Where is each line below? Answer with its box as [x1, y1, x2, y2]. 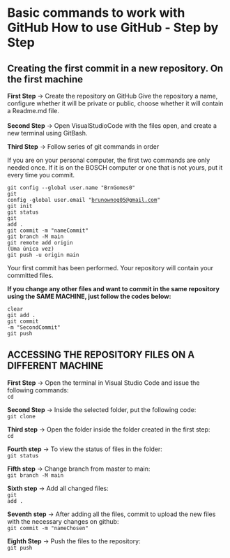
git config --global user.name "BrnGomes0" [7, 184, 136, 191]
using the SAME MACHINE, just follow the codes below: [7, 292, 171, 300]
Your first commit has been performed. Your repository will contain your [7, 264, 214, 272]
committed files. [7, 271, 54, 279]
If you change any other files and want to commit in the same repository [7, 285, 220, 293]
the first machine [7, 73, 84, 85]
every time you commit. [7, 171, 75, 179]
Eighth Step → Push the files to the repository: [7, 536, 141, 545]
